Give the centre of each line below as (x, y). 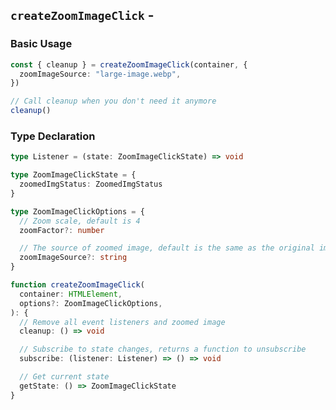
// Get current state (64, 377)
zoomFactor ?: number (62, 230)
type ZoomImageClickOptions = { (77, 211)
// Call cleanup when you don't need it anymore (113, 101)
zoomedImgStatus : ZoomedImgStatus (91, 184)
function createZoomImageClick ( (77, 285)
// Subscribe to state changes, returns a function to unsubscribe (163, 349)
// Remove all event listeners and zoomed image (122, 322)
